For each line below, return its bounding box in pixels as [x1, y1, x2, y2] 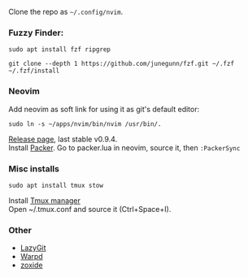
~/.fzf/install [8, 67, 60, 76]
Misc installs [8, 162, 59, 174]
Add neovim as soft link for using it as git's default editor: [8, 104, 200, 114]
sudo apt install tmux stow [8, 181, 104, 189]
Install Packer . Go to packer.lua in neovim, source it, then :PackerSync [8, 142, 241, 153]
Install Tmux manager [8, 195, 81, 206]
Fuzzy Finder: [8, 27, 64, 38]
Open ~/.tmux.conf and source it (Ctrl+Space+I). [8, 204, 172, 214]
